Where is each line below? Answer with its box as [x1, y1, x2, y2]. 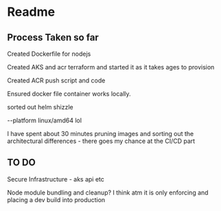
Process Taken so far [7, 32, 100, 43]
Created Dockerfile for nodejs [7, 49, 91, 58]
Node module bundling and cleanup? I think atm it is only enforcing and [7, 188, 209, 197]
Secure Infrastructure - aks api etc [7, 175, 105, 183]
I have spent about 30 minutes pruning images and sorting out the [7, 130, 194, 137]
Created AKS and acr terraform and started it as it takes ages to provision [7, 63, 215, 71]
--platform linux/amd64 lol [7, 116, 82, 124]
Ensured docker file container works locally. [7, 90, 132, 98]
